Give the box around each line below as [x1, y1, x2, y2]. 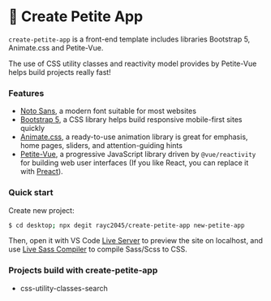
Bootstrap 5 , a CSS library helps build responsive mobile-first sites [19, 115, 243, 124]
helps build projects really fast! [8, 67, 111, 76]
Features [8, 87, 45, 98]
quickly [19, 124, 45, 133]
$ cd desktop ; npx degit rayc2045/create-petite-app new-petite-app [8, 221, 245, 229]
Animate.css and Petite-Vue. [8, 42, 104, 52]
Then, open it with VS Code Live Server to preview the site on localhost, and [8, 236, 264, 246]
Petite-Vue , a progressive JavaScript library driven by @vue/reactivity [19, 150, 256, 159]
